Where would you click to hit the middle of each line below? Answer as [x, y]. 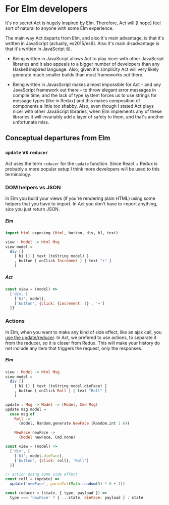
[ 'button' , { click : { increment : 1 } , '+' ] [60, 303]
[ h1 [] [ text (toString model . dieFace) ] [61, 386]
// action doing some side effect [42, 474]
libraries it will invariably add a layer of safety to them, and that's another [88, 116]
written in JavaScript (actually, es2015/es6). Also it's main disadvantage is [82, 43]
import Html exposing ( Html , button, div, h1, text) [62, 233]
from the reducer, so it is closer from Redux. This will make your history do [83, 343]
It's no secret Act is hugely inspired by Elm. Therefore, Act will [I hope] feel [83, 23]
